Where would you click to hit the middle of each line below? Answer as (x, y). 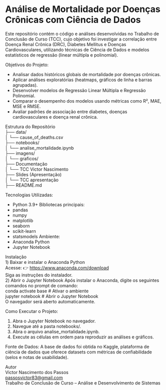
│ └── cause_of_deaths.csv (34, 137)
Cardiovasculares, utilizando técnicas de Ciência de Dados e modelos (77, 50)
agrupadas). (25, 85)
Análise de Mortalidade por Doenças (83, 9)
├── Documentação (26, 164)
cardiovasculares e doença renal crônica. (55, 117)
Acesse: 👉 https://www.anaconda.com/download (57, 268)
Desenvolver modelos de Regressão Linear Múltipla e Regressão (79, 90)
